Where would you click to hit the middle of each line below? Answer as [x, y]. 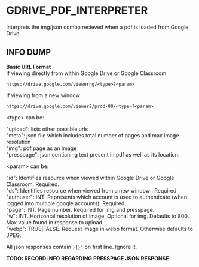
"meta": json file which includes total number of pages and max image [93, 135]
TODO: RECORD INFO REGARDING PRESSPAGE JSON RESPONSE [88, 258]
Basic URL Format [29, 67]
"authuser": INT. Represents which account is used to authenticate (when [97, 197]
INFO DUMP [29, 52]
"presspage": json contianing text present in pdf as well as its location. [93, 154]
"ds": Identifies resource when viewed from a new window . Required [91, 190]
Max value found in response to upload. [55, 222]
